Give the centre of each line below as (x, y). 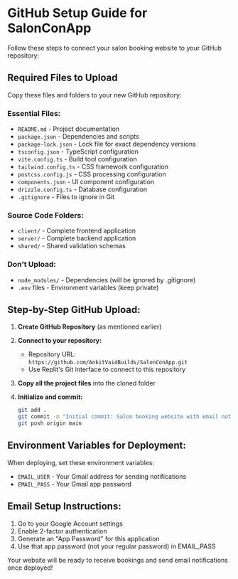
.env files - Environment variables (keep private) (88, 287)
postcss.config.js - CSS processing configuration (92, 174)
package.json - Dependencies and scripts (79, 137)
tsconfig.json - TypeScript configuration (78, 152)
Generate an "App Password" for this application (88, 538)
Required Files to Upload (63, 78)
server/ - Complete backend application (77, 238)
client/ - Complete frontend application (77, 231)
